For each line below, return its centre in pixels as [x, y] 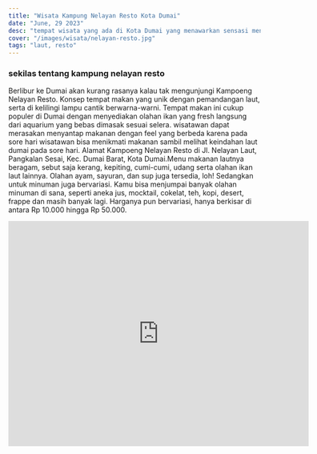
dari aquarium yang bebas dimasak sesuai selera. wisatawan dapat [119, 125]
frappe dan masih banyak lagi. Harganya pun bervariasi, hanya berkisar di [130, 202]
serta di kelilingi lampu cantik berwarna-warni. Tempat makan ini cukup [126, 108]
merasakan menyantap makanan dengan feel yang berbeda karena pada [128, 134]
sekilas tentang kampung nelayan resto [87, 74]
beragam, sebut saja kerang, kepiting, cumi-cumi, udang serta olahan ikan [131, 167]
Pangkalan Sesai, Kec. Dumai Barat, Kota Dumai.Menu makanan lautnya [126, 159]
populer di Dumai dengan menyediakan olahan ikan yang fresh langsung [128, 116]
